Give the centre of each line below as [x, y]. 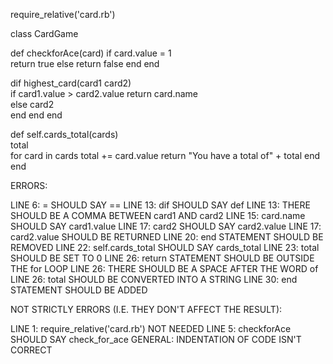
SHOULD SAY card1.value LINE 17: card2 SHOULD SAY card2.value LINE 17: [166, 226]
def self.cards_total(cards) [64, 134]
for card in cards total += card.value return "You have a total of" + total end [165, 155]
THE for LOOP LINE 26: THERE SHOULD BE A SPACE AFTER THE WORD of [164, 268]
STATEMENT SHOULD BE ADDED [79, 290]
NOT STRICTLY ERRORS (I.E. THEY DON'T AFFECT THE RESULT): [146, 309]
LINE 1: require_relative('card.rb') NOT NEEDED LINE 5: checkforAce [151, 328]
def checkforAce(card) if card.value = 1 [91, 53]
